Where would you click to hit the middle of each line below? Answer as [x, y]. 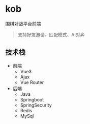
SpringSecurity [36, 105]
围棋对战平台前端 [23, 24]
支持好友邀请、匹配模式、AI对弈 [51, 34]
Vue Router [32, 82]
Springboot [32, 99]
